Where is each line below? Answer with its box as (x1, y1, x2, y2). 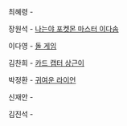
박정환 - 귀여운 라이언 (8, 75, 76, 84)
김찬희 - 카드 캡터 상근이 (8, 59, 85, 67)
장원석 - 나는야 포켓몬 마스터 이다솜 (8, 24, 119, 34)
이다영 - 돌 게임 (8, 41, 57, 51)
